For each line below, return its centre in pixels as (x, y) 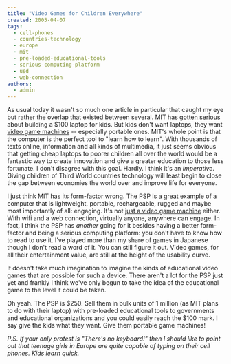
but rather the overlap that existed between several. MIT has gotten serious (114, 117)
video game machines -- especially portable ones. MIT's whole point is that (114, 132)
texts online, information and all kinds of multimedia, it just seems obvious (112, 147)
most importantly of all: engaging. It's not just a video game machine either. (114, 211)
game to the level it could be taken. (57, 290)
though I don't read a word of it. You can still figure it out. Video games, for (113, 248)
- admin (24, 90)
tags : (15, 26)
